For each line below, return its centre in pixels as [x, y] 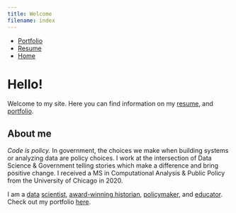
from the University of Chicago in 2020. [65, 180]
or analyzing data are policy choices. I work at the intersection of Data [109, 158]
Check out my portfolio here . [49, 202]
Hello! [25, 84]
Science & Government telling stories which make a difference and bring [113, 166]
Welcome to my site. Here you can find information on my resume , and [111, 104]
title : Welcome [30, 14]
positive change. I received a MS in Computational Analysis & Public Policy [116, 173]
